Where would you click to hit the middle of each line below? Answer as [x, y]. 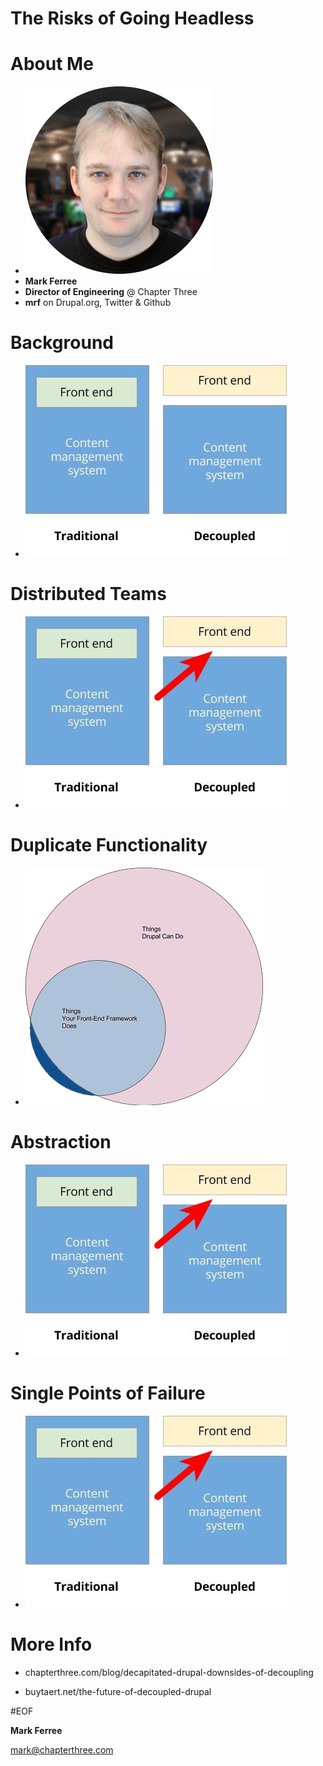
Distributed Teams [88, 594]
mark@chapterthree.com [62, 1749]
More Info [51, 1644]
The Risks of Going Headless [132, 18]
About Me [52, 64]
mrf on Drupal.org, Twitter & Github [98, 303]
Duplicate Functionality [109, 845]
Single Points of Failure [108, 1393]
